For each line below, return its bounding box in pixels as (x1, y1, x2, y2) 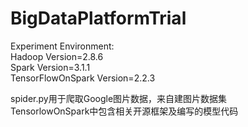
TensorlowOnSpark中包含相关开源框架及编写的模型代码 (10, 105, 239, 117)
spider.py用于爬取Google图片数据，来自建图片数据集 (10, 92, 228, 104)
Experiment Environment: (10, 40, 115, 52)
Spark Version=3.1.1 (10, 61, 91, 73)
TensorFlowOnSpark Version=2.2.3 (10, 72, 156, 84)
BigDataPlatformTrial (10, 7, 187, 30)
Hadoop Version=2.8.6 (10, 50, 104, 62)
